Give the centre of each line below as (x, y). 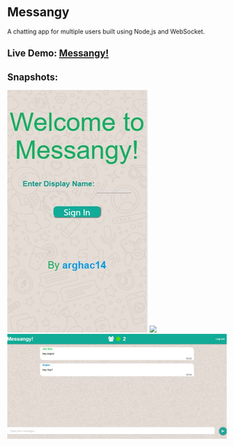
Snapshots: (33, 77)
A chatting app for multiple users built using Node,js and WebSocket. (106, 31)
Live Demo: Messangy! (58, 53)
